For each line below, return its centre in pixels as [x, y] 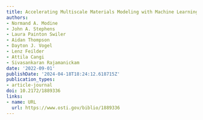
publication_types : [31, 79]
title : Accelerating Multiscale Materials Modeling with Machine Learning [102, 12]
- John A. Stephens [31, 29]
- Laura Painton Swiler [36, 35]
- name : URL [21, 102]
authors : [17, 18]
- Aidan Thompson [28, 40]
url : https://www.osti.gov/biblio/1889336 [66, 108]
